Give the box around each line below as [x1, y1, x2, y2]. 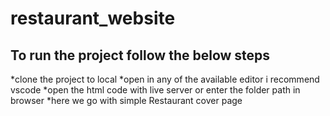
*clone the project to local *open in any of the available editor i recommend [10, 73, 320, 85]
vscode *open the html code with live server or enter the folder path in [10, 84, 301, 96]
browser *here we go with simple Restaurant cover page [10, 95, 243, 106]
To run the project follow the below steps [10, 47, 271, 64]
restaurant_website [10, 7, 176, 30]
